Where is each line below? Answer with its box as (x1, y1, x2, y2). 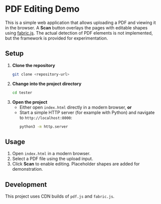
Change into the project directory (12, 81, 82, 87)
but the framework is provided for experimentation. (5, 35, 108, 41)
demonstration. (12, 166, 43, 172)
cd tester (12, 90, 33, 95)
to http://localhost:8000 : (19, 114, 72, 120)
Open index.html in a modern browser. (12, 151, 91, 157)
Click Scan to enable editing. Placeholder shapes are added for (12, 161, 140, 167)
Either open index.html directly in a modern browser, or (19, 104, 132, 110)
